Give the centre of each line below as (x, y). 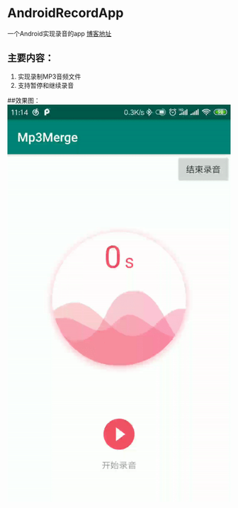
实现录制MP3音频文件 (49, 77)
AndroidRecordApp (66, 13)
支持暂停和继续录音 (46, 85)
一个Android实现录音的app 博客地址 (59, 33)
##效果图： (24, 100)
